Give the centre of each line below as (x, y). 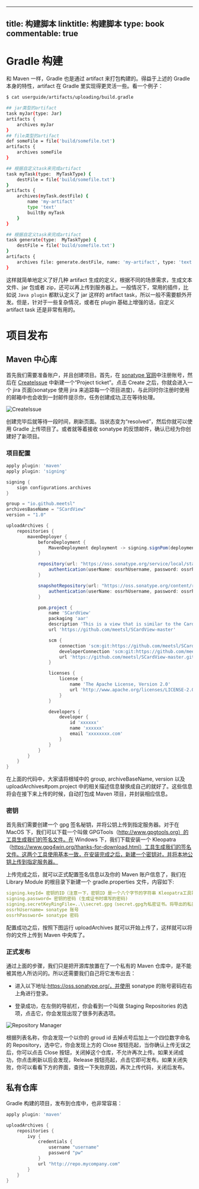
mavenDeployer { (47, 537)
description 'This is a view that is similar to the (115, 624)
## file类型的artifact (33, 136)
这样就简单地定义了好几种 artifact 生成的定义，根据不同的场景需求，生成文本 (99, 279)
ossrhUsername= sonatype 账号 (42, 910)
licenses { (62, 673)
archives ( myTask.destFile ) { (53, 196)
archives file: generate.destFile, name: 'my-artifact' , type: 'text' (106, 262)
